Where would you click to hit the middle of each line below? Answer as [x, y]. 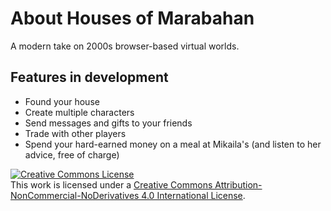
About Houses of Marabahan [132, 18]
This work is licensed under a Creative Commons [111, 184]
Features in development [89, 77]
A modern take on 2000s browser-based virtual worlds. [125, 46]
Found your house [62, 101]
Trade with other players [75, 133]
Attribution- [238, 184]
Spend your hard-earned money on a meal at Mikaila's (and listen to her [173, 144]
